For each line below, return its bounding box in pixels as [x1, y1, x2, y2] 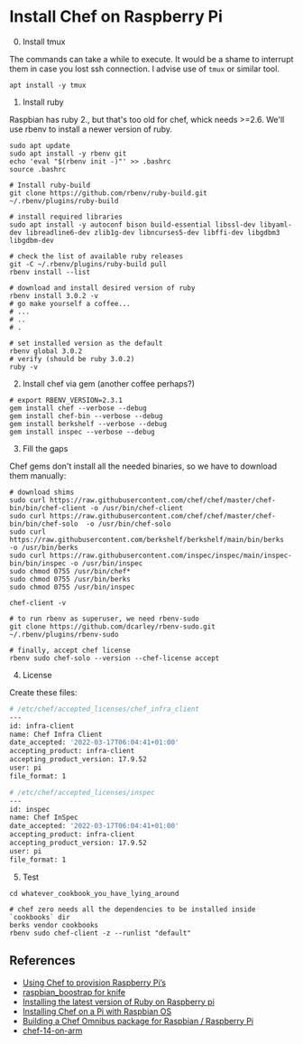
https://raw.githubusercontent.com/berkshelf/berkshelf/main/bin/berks [9, 535, 284, 544]
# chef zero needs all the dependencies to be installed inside [9, 905, 256, 914]
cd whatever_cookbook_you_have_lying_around [9, 889, 179, 898]
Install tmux [22, 36, 66, 47]
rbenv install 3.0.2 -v [9, 291, 99, 300]
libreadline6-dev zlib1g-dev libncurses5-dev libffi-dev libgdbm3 [25, 228, 280, 237]
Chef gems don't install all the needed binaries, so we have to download [9, 461, 278, 471]
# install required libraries [9, 212, 124, 221]
